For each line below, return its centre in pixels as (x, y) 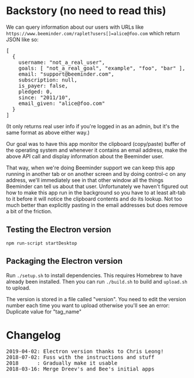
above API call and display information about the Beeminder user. (85, 156)
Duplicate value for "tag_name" (44, 311)
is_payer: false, (43, 86)
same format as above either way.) (48, 132)
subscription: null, (48, 80)
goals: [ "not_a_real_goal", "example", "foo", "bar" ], (102, 68)
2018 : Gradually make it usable (62, 363)
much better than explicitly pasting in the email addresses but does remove (97, 205)
